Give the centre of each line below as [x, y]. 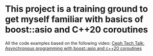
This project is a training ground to [76, 9]
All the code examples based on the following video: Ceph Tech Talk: [75, 43]
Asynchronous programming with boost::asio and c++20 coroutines [74, 48]
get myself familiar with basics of [74, 19]
